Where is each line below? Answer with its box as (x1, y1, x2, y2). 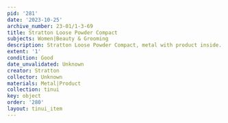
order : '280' (7, 99, 45, 106)
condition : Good (7, 55, 53, 61)
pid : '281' (7, 10, 38, 17)
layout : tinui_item (7, 105, 63, 112)
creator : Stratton (7, 67, 60, 74)
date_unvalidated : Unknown (7, 61, 84, 68)
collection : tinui (7, 86, 60, 93)
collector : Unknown (7, 73, 63, 81)
